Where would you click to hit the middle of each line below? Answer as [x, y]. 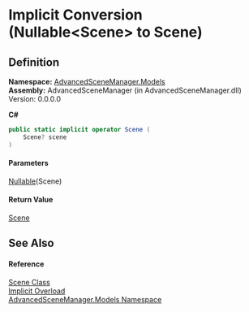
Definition [34, 62]
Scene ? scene [45, 137]
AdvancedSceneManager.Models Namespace [85, 299]
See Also [31, 243]
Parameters [28, 163]
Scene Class [29, 282]
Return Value [31, 200]
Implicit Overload [37, 291]
